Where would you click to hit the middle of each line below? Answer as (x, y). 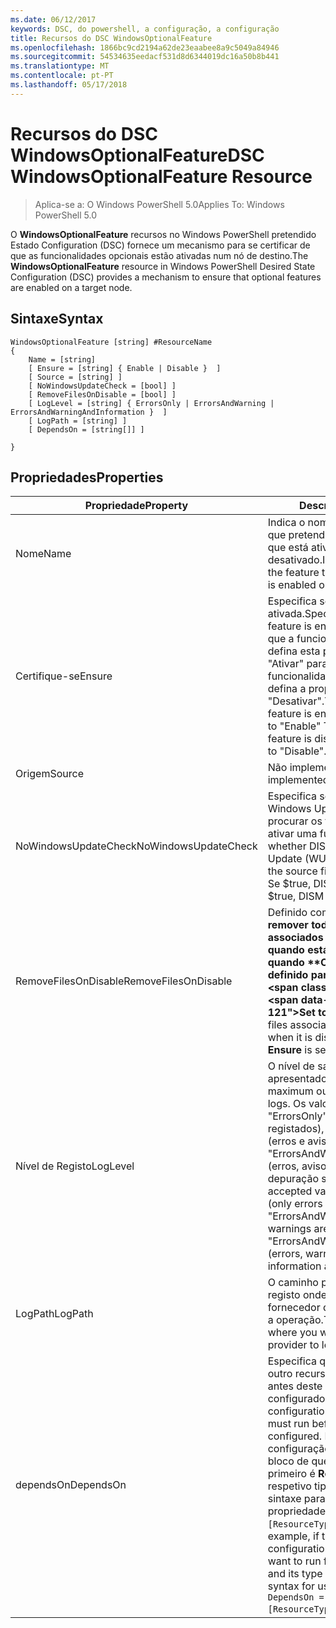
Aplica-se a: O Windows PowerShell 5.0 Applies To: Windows (159, 204)
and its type (295, 1574)
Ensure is (290, 1050)
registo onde (297, 1295)
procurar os (295, 821)
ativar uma (292, 834)
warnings (289, 1229)
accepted (290, 1191)
